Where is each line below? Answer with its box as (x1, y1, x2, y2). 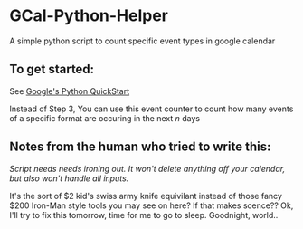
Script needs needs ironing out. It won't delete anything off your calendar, (9, 163, 286, 174)
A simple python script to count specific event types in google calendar (9, 35, 276, 46)
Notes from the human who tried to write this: (9, 139, 271, 155)
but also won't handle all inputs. (9, 173, 129, 184)
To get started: (9, 62, 95, 77)
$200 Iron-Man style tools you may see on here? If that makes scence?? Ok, (9, 200, 294, 211)
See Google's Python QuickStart (9, 85, 130, 96)
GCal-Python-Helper (9, 5, 169, 26)
